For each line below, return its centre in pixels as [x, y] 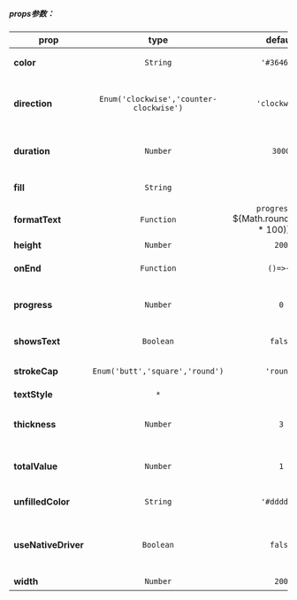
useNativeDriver [49, 544]
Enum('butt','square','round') [158, 371]
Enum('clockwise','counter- [158, 99]
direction [33, 104]
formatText [38, 219]
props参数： [32, 13]
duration [32, 150]
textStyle [33, 394]
